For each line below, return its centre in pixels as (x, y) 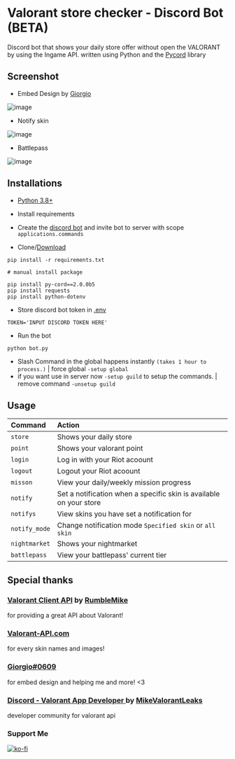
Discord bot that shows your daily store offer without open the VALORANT (114, 47)
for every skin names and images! (56, 648)
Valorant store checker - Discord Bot (115, 13)
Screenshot (33, 77)
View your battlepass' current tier (112, 555)
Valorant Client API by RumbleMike (67, 600)
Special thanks (40, 580)
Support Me (28, 733)
